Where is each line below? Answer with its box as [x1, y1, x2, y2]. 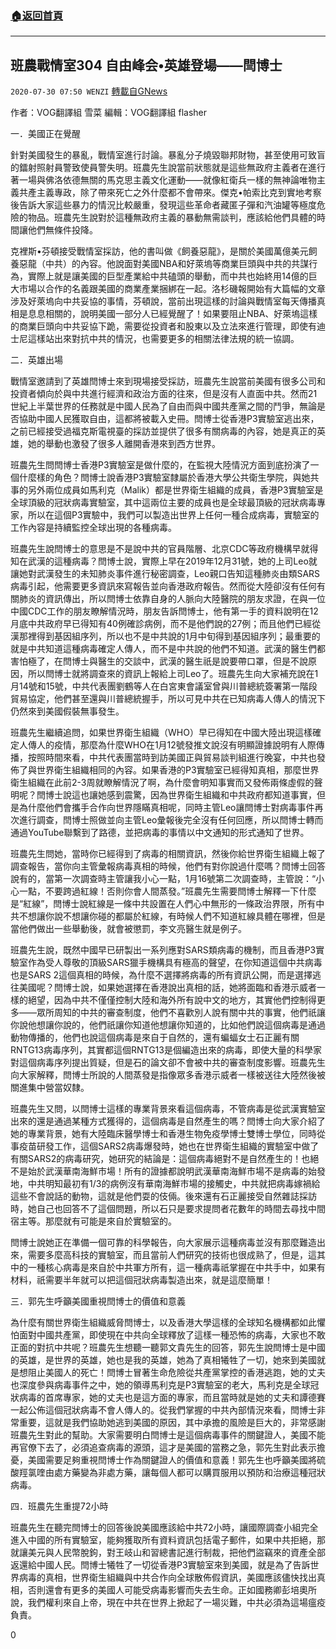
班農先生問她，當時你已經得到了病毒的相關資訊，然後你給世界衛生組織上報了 [10, 848, 326, 860]
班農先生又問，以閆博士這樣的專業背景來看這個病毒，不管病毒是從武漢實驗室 [10, 1103, 326, 1115]
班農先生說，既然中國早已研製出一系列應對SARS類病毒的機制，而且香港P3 [10, 944, 317, 956]
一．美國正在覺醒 [10, 128, 81, 140]
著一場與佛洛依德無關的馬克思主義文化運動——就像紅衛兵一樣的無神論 [10, 174, 300, 186]
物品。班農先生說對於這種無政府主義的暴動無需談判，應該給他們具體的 [27, 212, 317, 224]
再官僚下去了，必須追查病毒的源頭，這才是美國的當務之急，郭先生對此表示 [10, 1442, 317, 1454]
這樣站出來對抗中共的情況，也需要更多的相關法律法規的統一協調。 [27, 333, 300, 345]
